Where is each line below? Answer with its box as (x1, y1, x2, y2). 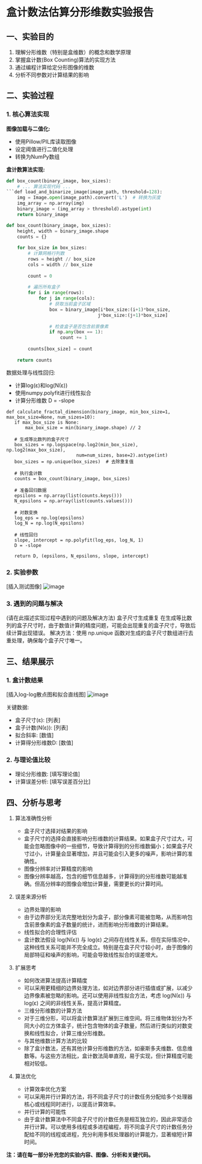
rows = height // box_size (28, 256, 96, 263)
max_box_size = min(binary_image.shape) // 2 (25, 424, 141, 430)
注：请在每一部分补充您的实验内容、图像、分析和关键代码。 (6, 1151, 154, 1159)
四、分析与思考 (6, 798, 62, 808)
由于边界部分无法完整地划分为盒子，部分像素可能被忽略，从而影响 (23, 913, 188, 921)
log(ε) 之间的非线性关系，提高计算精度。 (23, 1000, 124, 1007)
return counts (17, 357, 52, 363)
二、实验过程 (6, 91, 54, 101)
